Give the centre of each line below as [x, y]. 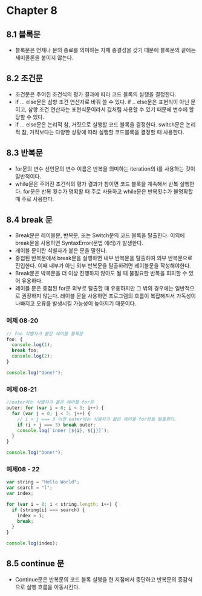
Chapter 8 [32, 11]
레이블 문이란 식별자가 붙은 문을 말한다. [61, 251]
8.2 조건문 [25, 78]
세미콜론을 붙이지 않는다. [44, 57]
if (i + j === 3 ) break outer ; [57, 425]
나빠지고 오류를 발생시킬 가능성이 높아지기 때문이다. [76, 304]
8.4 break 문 [30, 220]
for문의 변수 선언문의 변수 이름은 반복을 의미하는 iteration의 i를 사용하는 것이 [105, 169]
